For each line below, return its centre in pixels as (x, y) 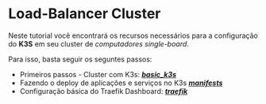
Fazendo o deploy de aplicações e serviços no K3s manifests (121, 83)
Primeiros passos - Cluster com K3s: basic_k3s (98, 74)
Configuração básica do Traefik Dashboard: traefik (104, 91)
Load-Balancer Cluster (85, 14)
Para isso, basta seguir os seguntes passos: (80, 59)
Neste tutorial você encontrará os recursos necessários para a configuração (133, 35)
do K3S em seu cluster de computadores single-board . (98, 43)
